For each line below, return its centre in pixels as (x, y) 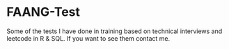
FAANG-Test (44, 12)
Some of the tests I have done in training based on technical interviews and (114, 31)
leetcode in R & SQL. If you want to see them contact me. (88, 38)
